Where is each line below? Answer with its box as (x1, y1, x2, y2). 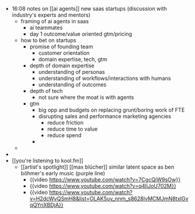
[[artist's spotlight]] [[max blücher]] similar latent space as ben (20, 163, 174, 170)
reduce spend (47, 132, 82, 139)
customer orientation (38, 49, 90, 56)
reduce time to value (47, 125, 98, 132)
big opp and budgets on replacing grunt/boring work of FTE (38, 107, 185, 113)
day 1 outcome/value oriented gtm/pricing (29, 30, 133, 38)
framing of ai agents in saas (20, 18, 89, 24)
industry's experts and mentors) (11, 11, 91, 18)
